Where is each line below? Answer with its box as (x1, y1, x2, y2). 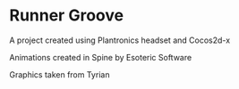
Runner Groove (9, 5, 124, 26)
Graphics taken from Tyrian (9, 69, 110, 80)
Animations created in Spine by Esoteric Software (9, 52, 192, 62)
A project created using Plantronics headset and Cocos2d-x (9, 35, 231, 45)
